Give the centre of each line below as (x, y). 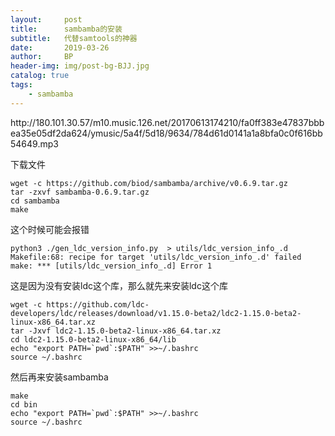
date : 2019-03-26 (60, 47)
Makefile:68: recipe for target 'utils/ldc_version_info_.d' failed (156, 257)
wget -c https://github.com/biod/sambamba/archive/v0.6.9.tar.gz (149, 183)
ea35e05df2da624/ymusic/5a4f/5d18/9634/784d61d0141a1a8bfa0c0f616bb (166, 133)
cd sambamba (35, 201)
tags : (21, 85)
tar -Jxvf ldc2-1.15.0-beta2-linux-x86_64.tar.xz (116, 331)
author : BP (42, 57)
